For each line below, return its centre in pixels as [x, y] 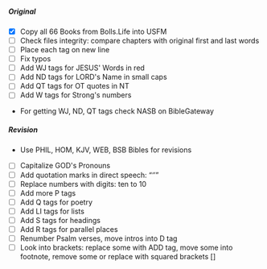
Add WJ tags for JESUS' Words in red [82, 68]
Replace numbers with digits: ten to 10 [83, 184]
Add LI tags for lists [52, 211]
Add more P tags [48, 192]
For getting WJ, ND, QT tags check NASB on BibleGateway [117, 111]
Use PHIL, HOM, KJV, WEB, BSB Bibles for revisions [106, 150]
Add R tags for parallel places [69, 229]
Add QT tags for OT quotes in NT [75, 86]
